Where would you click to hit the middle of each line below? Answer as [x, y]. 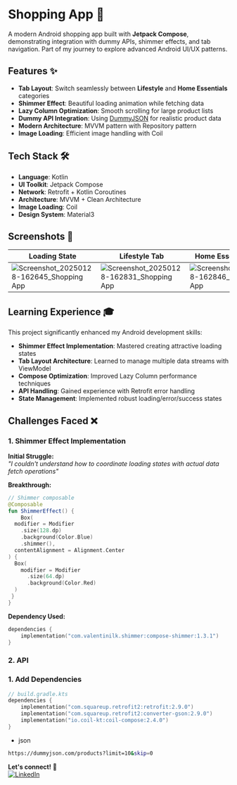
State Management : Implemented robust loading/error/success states [120, 399]
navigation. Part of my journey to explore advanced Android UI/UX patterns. [118, 49]
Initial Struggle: [31, 456]
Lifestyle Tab [142, 256]
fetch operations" [33, 471]
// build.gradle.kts [38, 694]
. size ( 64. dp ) [46, 577]
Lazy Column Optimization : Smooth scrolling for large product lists [116, 110]
